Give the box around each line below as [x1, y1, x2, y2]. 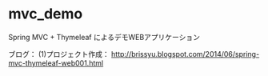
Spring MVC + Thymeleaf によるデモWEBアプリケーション [8, 32, 201, 42]
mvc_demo [8, 5, 83, 23]
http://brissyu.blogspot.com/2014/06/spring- [110, 49, 260, 58]
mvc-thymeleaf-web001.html [8, 58, 104, 68]
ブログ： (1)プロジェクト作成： [8, 49, 110, 58]
